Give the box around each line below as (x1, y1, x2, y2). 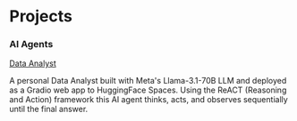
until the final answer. (9, 104, 89, 115)
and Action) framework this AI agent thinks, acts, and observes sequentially (9, 94, 288, 105)
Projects (9, 6, 73, 27)
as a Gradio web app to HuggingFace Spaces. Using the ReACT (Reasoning (9, 85, 287, 95)
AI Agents (9, 38, 54, 51)
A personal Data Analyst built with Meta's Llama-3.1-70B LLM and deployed (9, 76, 287, 86)
